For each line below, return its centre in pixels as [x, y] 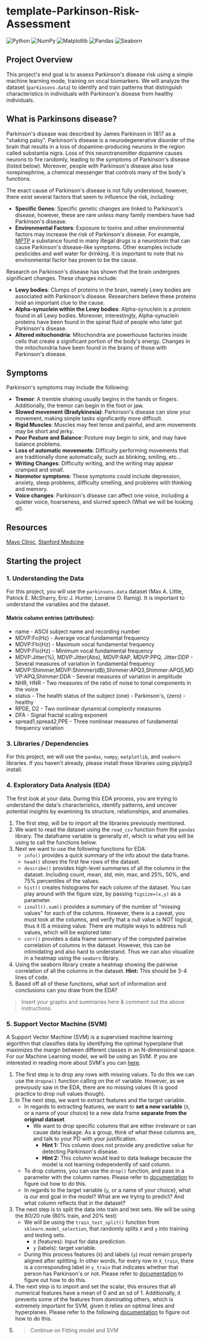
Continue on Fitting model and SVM [74, 1330]
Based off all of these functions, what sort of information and [91, 983]
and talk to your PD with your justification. [85, 1139]
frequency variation [39, 728]
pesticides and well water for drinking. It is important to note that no [99, 253]
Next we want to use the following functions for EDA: [80, 848]
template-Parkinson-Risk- [73, 11]
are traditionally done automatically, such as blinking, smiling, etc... [98, 457]
